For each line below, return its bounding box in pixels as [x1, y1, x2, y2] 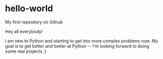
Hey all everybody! [5, 28, 43, 34]
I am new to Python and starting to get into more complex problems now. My [5, 38, 158, 44]
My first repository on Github [5, 19, 63, 25]
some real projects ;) [5, 48, 47, 54]
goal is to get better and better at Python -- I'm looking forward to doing [5, 43, 149, 49]
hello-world [5, 3, 54, 14]
